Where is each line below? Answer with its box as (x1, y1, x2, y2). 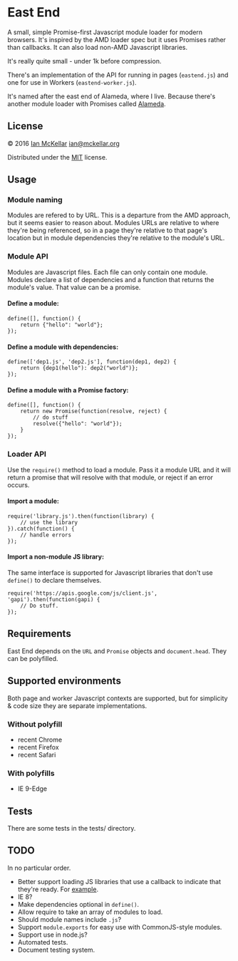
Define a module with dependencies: (7, 343, 119, 351)
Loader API (7, 450, 46, 459)
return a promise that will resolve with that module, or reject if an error (7, 473, 214, 482)
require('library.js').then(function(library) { (7, 512, 155, 520)
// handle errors (20, 531, 72, 539)
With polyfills (7, 768, 55, 778)
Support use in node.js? (17, 930, 88, 939)
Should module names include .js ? (17, 915, 122, 923)
